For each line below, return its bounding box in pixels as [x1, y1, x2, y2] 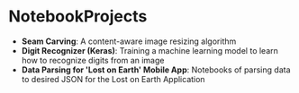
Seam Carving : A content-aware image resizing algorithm [21, 36, 237, 46]
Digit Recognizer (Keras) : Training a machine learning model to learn [21, 45, 278, 55]
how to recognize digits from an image [21, 55, 165, 65]
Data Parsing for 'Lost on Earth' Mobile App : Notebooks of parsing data [21, 64, 291, 75]
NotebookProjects [8, 6, 148, 27]
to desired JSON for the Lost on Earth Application [21, 73, 205, 84]
